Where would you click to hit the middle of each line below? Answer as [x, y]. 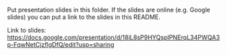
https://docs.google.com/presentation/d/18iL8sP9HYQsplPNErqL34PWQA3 [113, 37]
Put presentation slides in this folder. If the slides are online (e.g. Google [109, 10]
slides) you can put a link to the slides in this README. [84, 17]
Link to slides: [27, 30]
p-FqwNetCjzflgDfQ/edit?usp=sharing [61, 44]
